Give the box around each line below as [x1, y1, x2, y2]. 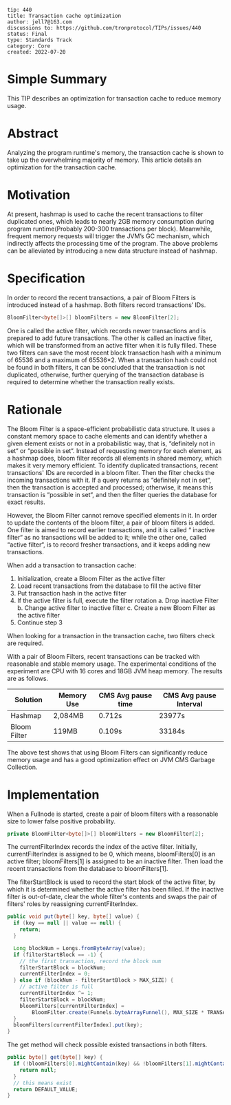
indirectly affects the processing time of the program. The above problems [7, 239, 219, 247]
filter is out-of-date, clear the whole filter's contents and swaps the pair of [7, 892, 217, 901]
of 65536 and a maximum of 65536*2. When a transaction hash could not [7, 355, 217, 364]
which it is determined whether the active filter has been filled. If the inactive [7, 885, 224, 894]
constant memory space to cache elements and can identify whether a [7, 432, 208, 440]
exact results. [7, 498, 46, 506]
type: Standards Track [7, 36, 72, 43]
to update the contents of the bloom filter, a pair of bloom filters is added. [7, 518, 215, 527]
